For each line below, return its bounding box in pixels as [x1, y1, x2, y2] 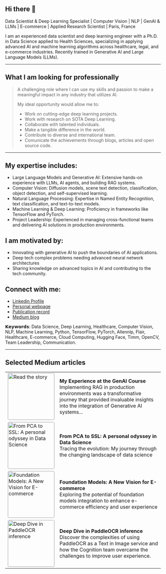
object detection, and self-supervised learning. [12, 191, 108, 196]
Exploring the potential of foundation [59, 491, 144, 498]
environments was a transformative [59, 390, 142, 397]
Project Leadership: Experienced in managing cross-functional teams [12, 217, 154, 223]
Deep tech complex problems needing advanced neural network [12, 255, 143, 261]
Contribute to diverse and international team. [24, 132, 116, 138]
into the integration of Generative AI [59, 402, 142, 409]
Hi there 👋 [5, 5, 36, 13]
